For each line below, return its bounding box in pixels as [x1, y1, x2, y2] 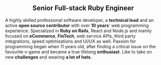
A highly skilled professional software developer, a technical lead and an [5, 17, 154, 23]
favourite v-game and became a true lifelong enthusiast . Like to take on [5, 49, 152, 55]
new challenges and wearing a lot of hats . [5, 54, 92, 60]
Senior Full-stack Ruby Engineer [32, 4, 134, 12]
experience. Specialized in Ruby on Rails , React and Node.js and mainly [5, 27, 152, 34]
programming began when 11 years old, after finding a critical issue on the [5, 43, 156, 49]
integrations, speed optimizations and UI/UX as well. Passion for [5, 38, 136, 44]
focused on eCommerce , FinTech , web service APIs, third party [5, 33, 136, 39]
